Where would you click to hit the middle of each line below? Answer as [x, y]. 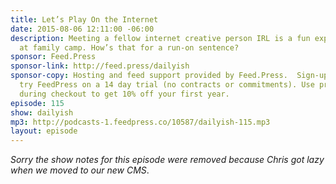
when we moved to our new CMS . [80, 170]
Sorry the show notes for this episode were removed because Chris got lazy [167, 160]
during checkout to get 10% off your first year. [124, 94]
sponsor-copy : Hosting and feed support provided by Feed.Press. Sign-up [169, 76]
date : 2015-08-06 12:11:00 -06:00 [82, 29]
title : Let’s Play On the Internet [84, 19]
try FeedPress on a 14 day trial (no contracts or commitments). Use [167, 85]
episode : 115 [37, 103]
